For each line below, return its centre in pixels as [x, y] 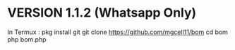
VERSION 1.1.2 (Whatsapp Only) [102, 13]
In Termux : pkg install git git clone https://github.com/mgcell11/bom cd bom [117, 32]
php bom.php [27, 39]
